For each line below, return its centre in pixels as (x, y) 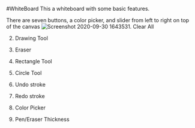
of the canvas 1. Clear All (80, 27)
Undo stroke (30, 84)
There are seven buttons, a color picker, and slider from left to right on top (98, 20)
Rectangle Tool (33, 61)
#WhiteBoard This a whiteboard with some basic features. (78, 9)
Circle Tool (28, 73)
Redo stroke (30, 96)
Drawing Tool (31, 38)
